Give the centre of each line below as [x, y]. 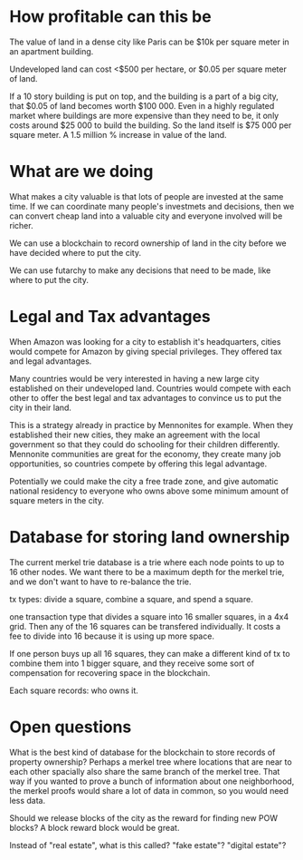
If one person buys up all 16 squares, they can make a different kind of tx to [150, 653]
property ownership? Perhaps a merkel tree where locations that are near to [151, 762]
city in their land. [41, 407]
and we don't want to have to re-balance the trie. [100, 581]
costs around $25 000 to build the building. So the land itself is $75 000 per [151, 125]
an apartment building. [52, 51]
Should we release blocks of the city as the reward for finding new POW [144, 817]
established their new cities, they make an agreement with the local [135, 435]
